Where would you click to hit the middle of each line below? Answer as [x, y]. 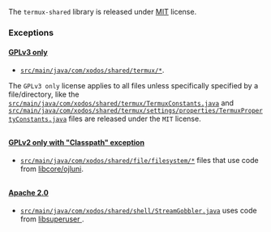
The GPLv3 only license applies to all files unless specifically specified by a [133, 86]
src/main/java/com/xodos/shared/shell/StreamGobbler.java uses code [138, 211]
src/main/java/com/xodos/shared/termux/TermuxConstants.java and [121, 103]
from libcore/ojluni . [52, 169]
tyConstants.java [38, 120]
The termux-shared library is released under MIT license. [103, 12]
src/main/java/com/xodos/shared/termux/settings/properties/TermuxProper [136, 111]
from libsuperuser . [52, 219]
